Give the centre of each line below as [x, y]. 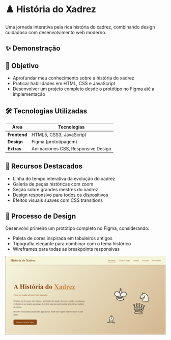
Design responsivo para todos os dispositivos [60, 195]
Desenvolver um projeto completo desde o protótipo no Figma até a [83, 89]
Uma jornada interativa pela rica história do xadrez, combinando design [80, 27]
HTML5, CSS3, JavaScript [59, 135]
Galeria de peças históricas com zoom [53, 184]
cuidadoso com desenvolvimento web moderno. [56, 32]
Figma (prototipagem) [54, 141]
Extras [15, 149]
